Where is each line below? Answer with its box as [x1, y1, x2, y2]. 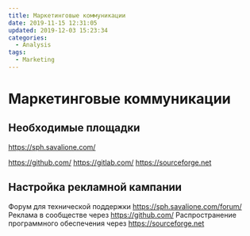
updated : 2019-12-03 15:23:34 [8, 26, 109, 34]
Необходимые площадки [8, 121, 140, 135]
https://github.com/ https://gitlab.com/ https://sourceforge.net [8, 158, 212, 167]
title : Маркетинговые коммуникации [8, 11, 126, 20]
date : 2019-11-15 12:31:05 [8, 19, 98, 27]
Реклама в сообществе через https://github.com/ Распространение [8, 210, 237, 219]
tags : [8, 48, 26, 56]
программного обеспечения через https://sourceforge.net [8, 219, 205, 228]
